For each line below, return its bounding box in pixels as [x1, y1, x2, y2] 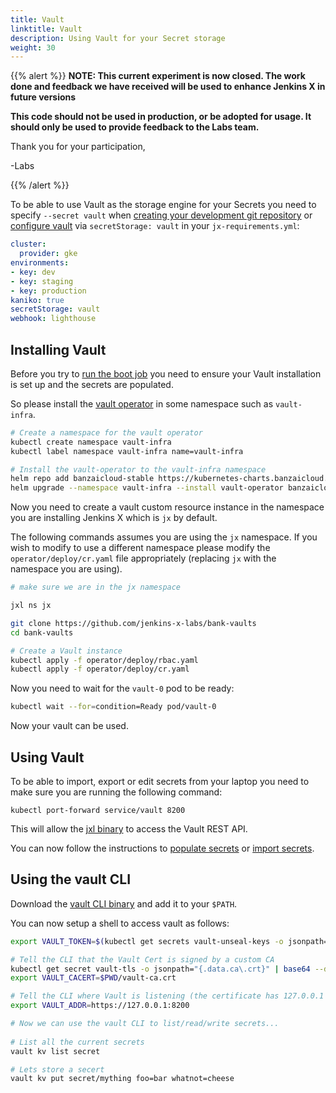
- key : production [10, 286, 87, 296]
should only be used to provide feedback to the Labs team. [10, 121, 260, 133]
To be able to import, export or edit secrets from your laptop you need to [10, 776, 310, 787]
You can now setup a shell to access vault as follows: [10, 917, 230, 929]
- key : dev [10, 267, 56, 277]
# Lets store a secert [10, 1064, 105, 1075]
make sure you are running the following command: [10, 786, 223, 798]
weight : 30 [10, 42, 56, 53]
